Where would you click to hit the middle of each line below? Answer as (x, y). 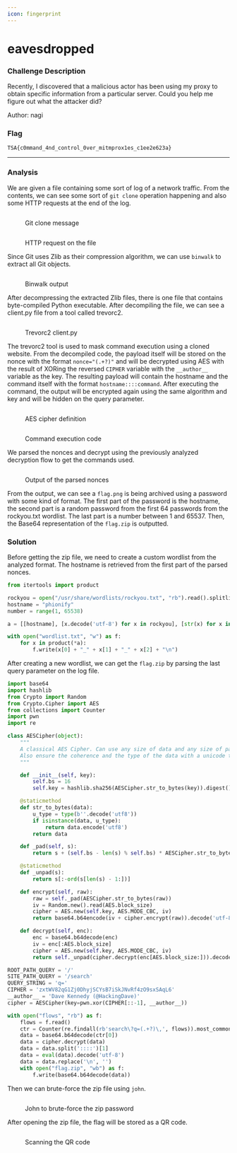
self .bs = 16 (52, 782)
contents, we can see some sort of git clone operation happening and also (117, 195)
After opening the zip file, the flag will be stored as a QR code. (98, 1122)
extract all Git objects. (39, 264)
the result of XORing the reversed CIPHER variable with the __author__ (108, 369)
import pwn (23, 717)
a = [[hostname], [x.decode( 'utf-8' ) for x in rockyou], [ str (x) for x (115, 624)
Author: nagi (25, 115)
